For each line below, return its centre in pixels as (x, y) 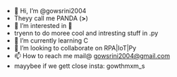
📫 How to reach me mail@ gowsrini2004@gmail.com (92, 56)
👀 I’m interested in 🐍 (43, 26)
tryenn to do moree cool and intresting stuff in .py (86, 33)
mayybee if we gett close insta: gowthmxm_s (79, 66)
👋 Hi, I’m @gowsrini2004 (50, 11)
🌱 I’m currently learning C (51, 41)
